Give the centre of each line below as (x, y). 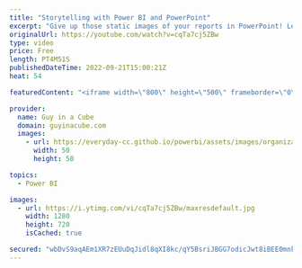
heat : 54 (26, 76)
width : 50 (51, 151)
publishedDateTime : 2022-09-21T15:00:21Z (88, 68)
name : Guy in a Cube (56, 117)
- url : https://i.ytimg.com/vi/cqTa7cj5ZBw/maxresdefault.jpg (136, 208)
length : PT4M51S (40, 59)
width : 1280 (48, 217)
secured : (26, 249)
